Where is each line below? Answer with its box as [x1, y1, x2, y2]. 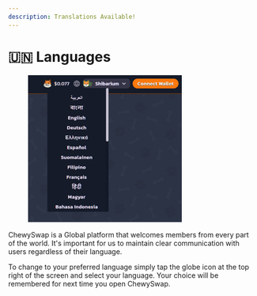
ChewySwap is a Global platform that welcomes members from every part [8, 230, 249, 239]
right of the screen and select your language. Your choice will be [8, 270, 219, 280]
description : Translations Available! [8, 13, 136, 21]
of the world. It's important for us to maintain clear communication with [8, 238, 240, 248]
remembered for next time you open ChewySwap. [8, 279, 171, 288]
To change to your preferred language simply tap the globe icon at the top [8, 262, 250, 271]
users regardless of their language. [8, 246, 123, 256]
